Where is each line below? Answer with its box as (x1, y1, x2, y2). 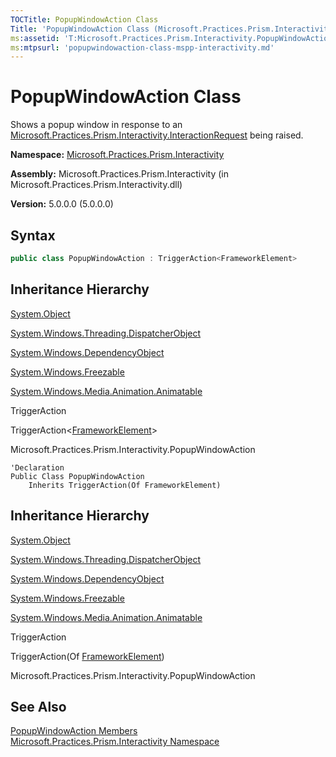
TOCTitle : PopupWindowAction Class (10, 14, 159, 25)
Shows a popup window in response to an (10, 119, 183, 131)
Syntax (10, 227, 56, 244)
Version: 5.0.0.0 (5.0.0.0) (10, 198, 114, 210)
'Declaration (10, 462, 65, 473)
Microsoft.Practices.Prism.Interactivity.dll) (10, 179, 183, 191)
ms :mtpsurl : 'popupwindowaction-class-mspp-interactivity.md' (10, 42, 275, 53)
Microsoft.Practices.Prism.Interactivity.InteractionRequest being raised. (10, 129, 304, 141)
